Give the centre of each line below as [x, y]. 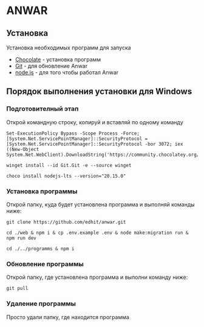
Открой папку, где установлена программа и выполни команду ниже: [97, 277]
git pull [17, 289]
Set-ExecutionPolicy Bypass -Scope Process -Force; [73, 133]
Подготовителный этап [42, 109]
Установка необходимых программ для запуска [69, 47]
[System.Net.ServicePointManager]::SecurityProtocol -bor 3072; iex [95, 144]
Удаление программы [41, 304]
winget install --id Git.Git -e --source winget [69, 165]
